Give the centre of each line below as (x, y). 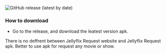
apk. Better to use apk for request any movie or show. (60, 46)
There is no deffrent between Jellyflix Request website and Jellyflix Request (83, 41)
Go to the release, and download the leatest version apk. (70, 31)
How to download (27, 20)
